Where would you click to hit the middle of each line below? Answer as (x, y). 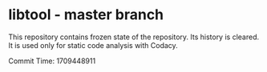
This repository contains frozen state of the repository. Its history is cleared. (133, 37)
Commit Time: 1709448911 (52, 61)
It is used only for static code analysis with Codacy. (93, 45)
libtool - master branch (86, 15)
